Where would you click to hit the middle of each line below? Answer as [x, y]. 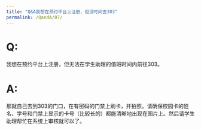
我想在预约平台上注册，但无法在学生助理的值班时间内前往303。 [85, 64]
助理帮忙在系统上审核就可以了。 [45, 121]
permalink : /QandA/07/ [34, 17]
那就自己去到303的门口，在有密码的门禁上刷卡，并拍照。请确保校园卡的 [95, 106]
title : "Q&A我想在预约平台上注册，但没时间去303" [62, 12]
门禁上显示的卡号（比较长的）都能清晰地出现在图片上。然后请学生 [113, 114]
